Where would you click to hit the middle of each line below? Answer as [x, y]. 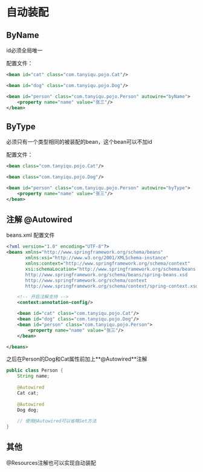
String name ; [34, 376]
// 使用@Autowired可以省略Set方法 [57, 421]
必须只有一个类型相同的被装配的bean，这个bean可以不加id [79, 142]
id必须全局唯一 [24, 50]
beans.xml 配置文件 [31, 235]
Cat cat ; [28, 393]
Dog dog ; [28, 410]
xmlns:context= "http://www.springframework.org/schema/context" [108, 263]
